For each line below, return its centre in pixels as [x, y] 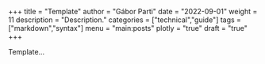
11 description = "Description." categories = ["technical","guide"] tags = [125, 20]
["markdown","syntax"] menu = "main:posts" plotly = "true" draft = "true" [128, 28]
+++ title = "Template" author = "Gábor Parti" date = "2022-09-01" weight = [133, 11]
